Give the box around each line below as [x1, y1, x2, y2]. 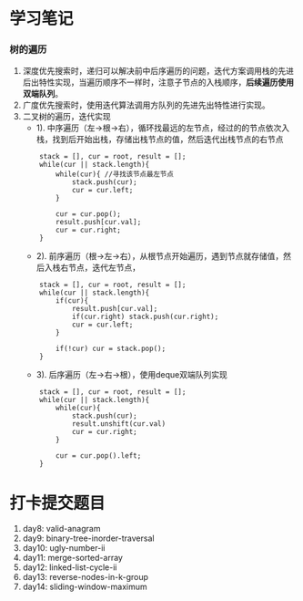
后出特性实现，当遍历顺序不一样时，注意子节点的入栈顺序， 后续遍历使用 [22, 77, 294, 88]
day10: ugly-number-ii [22, 543, 106, 554]
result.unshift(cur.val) [71, 420, 167, 429]
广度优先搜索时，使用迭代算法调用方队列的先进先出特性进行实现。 [22, 99, 270, 110]
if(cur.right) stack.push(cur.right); [71, 312, 219, 322]
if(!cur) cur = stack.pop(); [56, 344, 167, 354]
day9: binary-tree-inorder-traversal [22, 533, 155, 544]
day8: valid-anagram [22, 523, 101, 534]
